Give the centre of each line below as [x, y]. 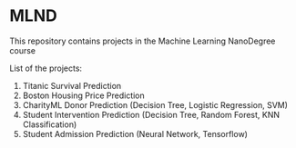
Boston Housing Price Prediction [84, 95]
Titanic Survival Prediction [72, 85]
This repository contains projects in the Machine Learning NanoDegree [143, 41]
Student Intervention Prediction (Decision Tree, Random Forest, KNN [151, 114]
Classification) [50, 124]
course [23, 50]
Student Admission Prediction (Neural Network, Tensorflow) [135, 133]
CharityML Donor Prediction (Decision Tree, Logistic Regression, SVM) [155, 104]
